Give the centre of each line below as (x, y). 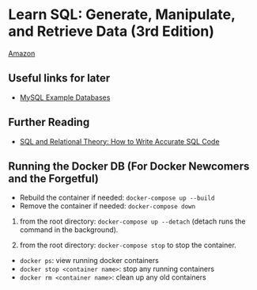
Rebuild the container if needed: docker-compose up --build (117, 198)
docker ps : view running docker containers (89, 261)
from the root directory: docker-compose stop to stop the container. (128, 245)
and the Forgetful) (53, 179)
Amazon (22, 53)
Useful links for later (59, 78)
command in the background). (69, 230)
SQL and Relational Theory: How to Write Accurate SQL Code (119, 141)
